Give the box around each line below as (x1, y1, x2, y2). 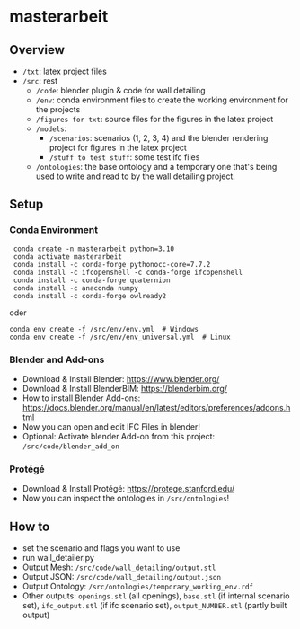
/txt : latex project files (22, 66, 108, 76)
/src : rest (22, 75, 58, 86)
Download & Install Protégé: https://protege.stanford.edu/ (22, 483, 235, 494)
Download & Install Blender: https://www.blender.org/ (22, 373, 220, 384)
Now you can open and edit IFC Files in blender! (22, 421, 200, 432)
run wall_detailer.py (22, 553, 94, 563)
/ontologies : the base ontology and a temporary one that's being (35, 162, 278, 172)
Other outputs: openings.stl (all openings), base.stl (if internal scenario (22, 590, 290, 601)
